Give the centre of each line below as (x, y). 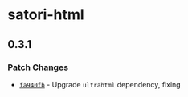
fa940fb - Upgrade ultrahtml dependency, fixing (100, 84)
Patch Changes (38, 67)
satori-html (46, 15)
